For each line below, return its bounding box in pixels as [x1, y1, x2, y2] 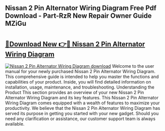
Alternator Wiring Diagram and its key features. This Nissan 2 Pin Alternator [5, 95, 159, 100]
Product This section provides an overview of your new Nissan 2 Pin [5, 89, 144, 95]
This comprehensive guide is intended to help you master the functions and [5, 74, 159, 80]
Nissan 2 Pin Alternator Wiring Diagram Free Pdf [5, 4, 157, 12]
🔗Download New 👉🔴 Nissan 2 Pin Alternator [5, 40, 145, 48]
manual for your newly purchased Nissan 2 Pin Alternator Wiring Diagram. [5, 69, 156, 74]
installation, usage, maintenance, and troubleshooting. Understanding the [5, 84, 155, 90]
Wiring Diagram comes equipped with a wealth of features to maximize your [5, 100, 160, 106]
